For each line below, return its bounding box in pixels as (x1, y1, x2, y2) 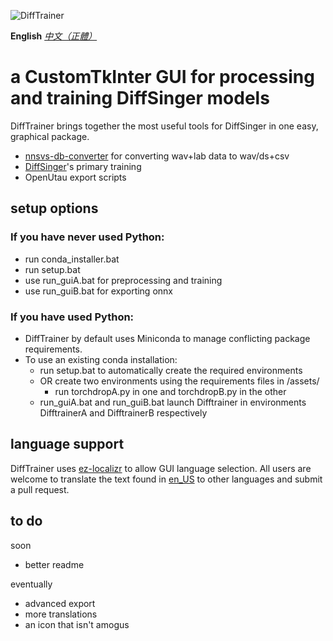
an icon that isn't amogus (24, 618, 130, 630)
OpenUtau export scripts (24, 171, 127, 183)
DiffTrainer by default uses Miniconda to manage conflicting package (24, 332, 311, 344)
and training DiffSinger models (10, 87, 270, 110)
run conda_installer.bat (24, 253, 120, 265)
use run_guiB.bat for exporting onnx (24, 285, 173, 297)
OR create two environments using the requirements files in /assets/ (39, 375, 320, 387)
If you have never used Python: (10, 230, 165, 244)
